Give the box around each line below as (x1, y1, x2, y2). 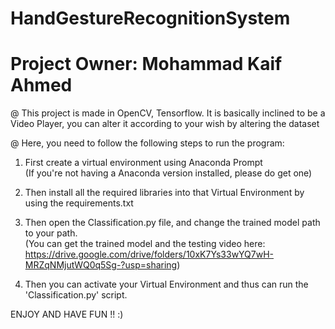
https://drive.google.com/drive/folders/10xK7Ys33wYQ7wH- (24, 248, 275, 261)
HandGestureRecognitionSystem (10, 7, 291, 30)
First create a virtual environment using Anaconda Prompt (24, 157, 263, 169)
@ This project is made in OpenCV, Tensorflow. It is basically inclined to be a (10, 107, 326, 119)
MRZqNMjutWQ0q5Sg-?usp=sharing (24, 259, 178, 271)
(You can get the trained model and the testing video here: (24, 238, 266, 250)
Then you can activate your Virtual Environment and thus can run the (24, 278, 309, 291)
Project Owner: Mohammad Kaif (10, 53, 283, 76)
